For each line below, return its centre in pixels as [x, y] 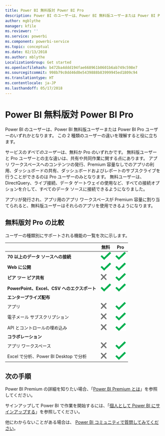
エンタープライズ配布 [29, 297]
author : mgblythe [23, 21]
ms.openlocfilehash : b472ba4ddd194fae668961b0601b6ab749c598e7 [71, 67]
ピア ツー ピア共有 [26, 278]
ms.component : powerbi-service [37, 42]
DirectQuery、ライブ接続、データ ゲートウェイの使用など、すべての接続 [78, 183]
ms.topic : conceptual [27, 47]
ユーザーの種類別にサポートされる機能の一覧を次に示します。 [67, 235]
